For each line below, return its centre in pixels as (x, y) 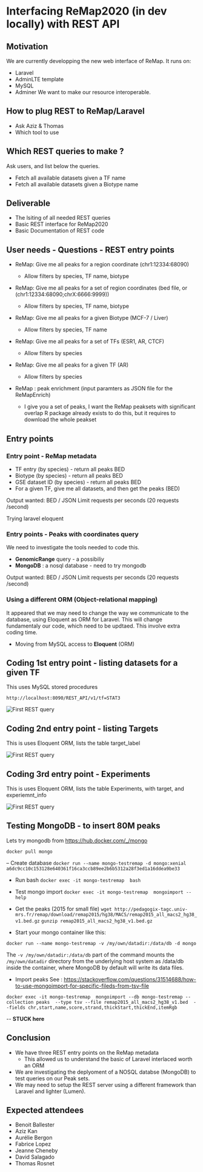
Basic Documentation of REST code (60, 231)
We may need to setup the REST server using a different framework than (106, 1085)
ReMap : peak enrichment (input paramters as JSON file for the (94, 388)
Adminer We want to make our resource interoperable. (83, 92)
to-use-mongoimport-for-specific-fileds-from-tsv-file (82, 986)
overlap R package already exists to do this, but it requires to (100, 413)
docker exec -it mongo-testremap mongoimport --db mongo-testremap (95, 997)
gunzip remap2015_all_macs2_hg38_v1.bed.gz (97, 921)
